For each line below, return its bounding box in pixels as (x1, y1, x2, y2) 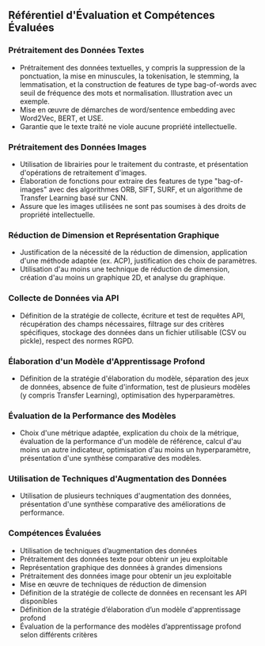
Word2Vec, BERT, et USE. (19, 113, 104, 123)
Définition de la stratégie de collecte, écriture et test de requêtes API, (19, 310, 245, 320)
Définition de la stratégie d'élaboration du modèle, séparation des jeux (19, 374, 249, 383)
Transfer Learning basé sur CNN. (19, 192, 128, 203)
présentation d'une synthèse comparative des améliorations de (19, 500, 226, 509)
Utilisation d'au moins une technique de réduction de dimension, (19, 264, 230, 274)
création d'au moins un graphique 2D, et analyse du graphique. (19, 273, 225, 283)
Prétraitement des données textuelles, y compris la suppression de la (19, 63, 245, 72)
